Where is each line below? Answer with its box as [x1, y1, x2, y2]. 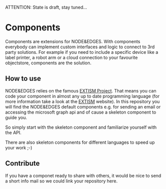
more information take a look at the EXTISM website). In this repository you [5, 98, 160, 105]
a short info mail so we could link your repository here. [5, 178, 118, 184]
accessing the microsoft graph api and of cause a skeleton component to [5, 109, 156, 115]
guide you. [5, 114, 28, 120]
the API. [5, 129, 22, 135]
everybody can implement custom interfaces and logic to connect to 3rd [5, 44, 155, 50]
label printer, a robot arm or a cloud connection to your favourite [5, 54, 138, 60]
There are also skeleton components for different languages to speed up [5, 139, 155, 145]
